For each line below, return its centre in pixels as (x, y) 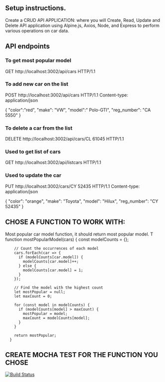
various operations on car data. (37, 31)
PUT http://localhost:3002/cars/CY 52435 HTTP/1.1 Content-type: (73, 186)
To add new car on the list (37, 84)
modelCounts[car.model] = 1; (53, 270)
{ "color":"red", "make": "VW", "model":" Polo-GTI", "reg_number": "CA (78, 110)
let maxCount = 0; (33, 296)
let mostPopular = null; (40, 292)
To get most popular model (38, 61)
